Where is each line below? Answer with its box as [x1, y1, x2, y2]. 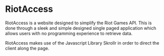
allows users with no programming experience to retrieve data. [5, 30, 133, 36]
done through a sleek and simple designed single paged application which [5, 25, 157, 31]
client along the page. [5, 45, 49, 51]
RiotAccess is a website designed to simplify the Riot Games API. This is [5, 20, 152, 26]
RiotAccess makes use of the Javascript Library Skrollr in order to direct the [5, 40, 160, 46]
